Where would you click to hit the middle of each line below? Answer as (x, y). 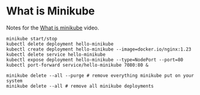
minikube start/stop (32, 38)
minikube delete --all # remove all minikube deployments (80, 86)
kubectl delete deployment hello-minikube (60, 44)
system (14, 81)
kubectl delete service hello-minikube (56, 54)
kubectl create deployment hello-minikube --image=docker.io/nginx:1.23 (99, 49)
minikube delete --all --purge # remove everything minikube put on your (100, 75)
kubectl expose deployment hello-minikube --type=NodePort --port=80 (95, 60)
